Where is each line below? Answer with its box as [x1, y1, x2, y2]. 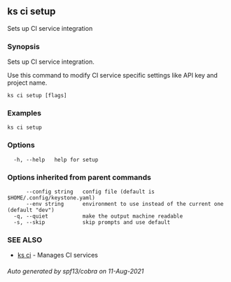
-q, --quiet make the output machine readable [13, 213, 183, 220]
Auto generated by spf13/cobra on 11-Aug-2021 [7, 267, 144, 275]
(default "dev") [7, 206, 55, 213]
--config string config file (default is [25, 188, 155, 195]
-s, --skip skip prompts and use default [13, 219, 171, 226]
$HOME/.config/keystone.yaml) [7, 195, 96, 202]
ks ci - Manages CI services [17, 251, 99, 260]
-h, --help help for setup [13, 156, 99, 163]
